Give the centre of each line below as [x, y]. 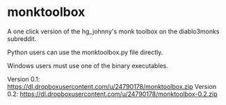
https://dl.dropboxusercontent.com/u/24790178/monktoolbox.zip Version [112, 86]
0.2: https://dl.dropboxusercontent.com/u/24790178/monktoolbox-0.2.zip [112, 94]
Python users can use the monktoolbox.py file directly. [85, 52]
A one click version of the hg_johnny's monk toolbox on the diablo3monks [113, 31]
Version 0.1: [24, 79]
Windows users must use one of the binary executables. [88, 65]
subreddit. [22, 38]
